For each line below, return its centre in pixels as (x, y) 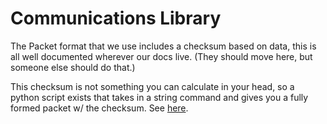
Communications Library (116, 18)
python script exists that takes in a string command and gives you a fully (159, 97)
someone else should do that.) (73, 67)
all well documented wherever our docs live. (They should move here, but (161, 56)
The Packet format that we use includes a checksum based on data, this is (163, 46)
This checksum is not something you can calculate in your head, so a (152, 86)
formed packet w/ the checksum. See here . (99, 108)
